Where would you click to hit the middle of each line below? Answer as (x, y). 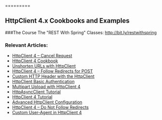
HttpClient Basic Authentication (43, 82)
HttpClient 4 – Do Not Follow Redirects (50, 107)
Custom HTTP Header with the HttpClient (53, 76)
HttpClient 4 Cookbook (35, 61)
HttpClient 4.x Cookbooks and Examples (67, 21)
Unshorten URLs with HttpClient (44, 66)
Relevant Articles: (27, 45)
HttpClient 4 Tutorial (32, 97)
